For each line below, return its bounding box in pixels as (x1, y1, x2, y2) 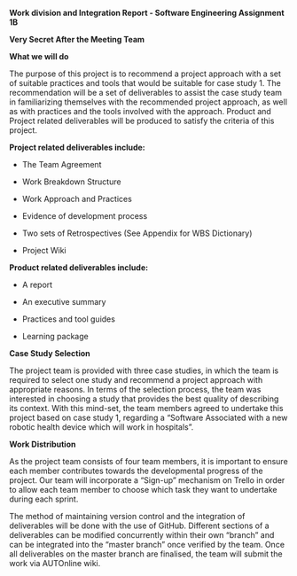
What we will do (9, 51, 69, 61)
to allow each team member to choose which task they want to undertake (9, 485, 277, 494)
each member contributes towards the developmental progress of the (9, 465, 263, 476)
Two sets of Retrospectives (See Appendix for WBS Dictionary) (21, 228, 253, 238)
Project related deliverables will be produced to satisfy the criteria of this (9, 115, 275, 126)
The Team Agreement (21, 160, 102, 169)
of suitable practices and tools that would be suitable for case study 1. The (9, 78, 281, 88)
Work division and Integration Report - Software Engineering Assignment (9, 8, 285, 18)
